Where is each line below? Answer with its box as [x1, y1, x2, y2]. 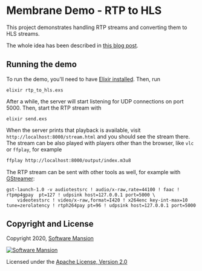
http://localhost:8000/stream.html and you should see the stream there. [6, 132, 191, 140]
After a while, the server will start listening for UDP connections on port [6, 97, 184, 105]
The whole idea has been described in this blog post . [6, 42, 138, 49]
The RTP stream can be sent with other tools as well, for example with [6, 168, 181, 175]
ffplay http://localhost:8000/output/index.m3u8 [6, 157, 131, 163]
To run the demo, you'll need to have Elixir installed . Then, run [6, 75, 161, 82]
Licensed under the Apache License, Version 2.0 [6, 258, 128, 266]
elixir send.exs [6, 116, 47, 122]
